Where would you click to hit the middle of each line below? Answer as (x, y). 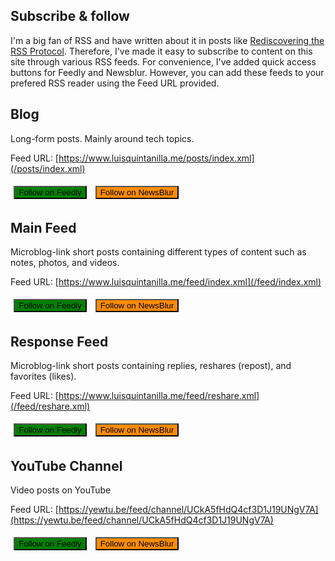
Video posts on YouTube (61, 490)
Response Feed (59, 341)
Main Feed (43, 228)
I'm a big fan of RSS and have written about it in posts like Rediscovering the (167, 40)
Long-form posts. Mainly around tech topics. (102, 138)
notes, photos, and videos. (65, 263)
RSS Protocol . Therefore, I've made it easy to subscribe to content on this (161, 51)
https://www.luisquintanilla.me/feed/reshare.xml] (159, 396)
